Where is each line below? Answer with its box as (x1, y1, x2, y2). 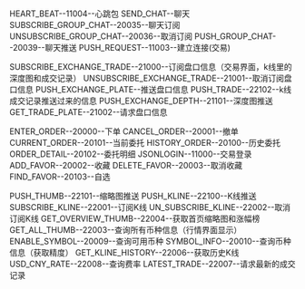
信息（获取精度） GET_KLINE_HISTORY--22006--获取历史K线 (9, 247, 240, 258)
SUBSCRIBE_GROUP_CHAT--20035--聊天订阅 (9, 20, 181, 31)
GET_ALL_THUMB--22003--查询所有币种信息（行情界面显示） (9, 225, 242, 236)
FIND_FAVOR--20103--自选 (9, 171, 111, 182)
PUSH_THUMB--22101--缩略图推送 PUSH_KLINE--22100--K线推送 (9, 190, 257, 202)
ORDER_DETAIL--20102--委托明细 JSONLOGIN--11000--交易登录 (9, 149, 252, 159)
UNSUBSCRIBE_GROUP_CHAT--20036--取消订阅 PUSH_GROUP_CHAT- (9, 31, 277, 42)
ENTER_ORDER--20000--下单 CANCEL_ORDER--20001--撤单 (9, 126, 239, 137)
